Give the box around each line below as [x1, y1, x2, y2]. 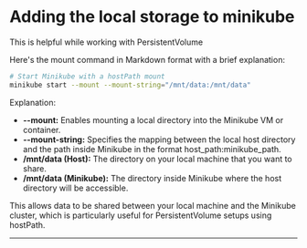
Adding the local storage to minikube [9, 6, 295, 27]
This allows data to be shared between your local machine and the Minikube [9, 200, 297, 211]
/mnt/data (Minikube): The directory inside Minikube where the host [22, 172, 282, 183]
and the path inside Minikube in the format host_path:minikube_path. [22, 143, 281, 154]
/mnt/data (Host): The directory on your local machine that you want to [22, 153, 292, 164]
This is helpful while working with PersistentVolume [9, 36, 204, 47]
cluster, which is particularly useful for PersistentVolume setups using [9, 210, 272, 221]
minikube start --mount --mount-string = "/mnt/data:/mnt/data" [9, 80, 251, 89]
